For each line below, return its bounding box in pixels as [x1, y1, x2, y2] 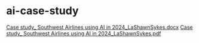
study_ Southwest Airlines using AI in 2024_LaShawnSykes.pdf [6, 29, 161, 37]
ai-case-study [6, 4, 79, 18]
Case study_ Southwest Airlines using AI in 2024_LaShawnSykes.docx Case [6, 24, 193, 31]
